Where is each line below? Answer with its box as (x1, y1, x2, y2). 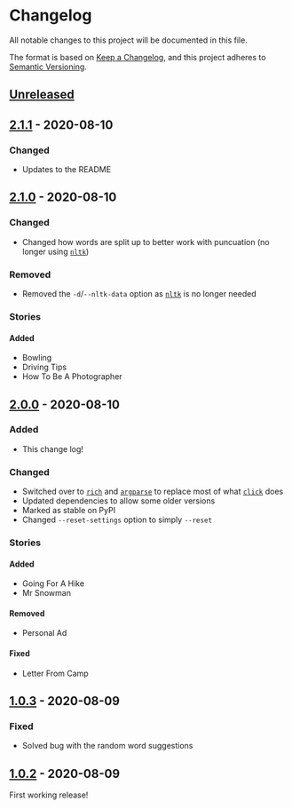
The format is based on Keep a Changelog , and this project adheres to (9, 52, 266, 62)
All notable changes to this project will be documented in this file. (9, 35, 249, 45)
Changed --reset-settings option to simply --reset (21, 514, 213, 525)
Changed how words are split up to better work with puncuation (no (21, 236, 270, 247)
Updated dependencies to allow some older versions (21, 496, 216, 506)
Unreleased (9, 87, 75, 102)
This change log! (21, 443, 84, 454)
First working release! (9, 789, 89, 800)
